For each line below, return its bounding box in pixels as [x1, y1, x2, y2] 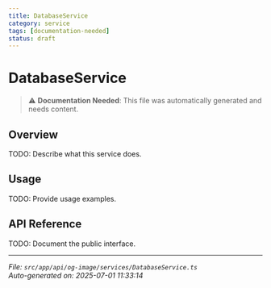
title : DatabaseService [8, 11, 89, 20]
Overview [8, 127, 59, 141]
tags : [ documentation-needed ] [8, 27, 110, 35]
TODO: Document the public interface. [8, 239, 135, 248]
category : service [8, 19, 70, 27]
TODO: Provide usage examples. [8, 194, 117, 203]
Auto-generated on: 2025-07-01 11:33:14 [8, 270, 144, 280]
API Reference [8, 217, 82, 231]
